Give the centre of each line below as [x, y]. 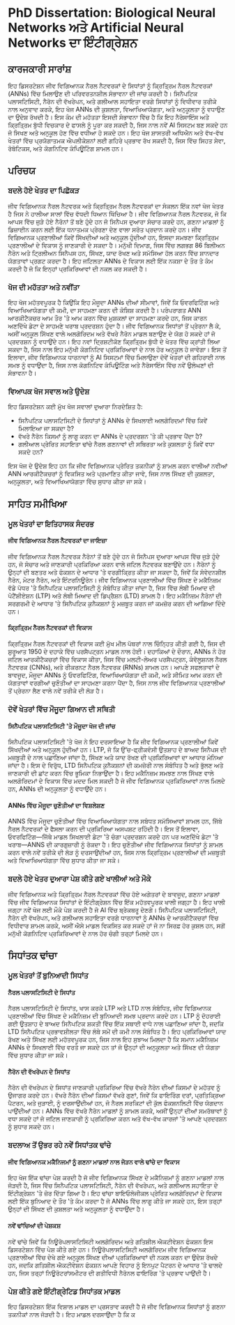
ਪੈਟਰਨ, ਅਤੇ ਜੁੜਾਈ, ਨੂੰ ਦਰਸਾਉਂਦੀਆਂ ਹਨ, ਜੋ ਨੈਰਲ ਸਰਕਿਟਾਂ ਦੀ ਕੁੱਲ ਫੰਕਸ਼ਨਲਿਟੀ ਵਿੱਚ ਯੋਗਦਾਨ [116, 1103]
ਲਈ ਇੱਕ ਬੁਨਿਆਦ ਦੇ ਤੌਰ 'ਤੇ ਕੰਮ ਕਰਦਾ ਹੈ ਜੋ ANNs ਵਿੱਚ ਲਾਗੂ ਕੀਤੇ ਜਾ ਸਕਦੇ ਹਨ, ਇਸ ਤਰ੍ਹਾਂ [115, 1202]
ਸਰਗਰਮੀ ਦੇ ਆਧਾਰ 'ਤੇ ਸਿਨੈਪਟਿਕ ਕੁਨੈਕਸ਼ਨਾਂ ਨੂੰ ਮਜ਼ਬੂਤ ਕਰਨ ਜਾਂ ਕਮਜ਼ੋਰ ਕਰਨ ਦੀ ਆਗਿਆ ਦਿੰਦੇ [117, 603]
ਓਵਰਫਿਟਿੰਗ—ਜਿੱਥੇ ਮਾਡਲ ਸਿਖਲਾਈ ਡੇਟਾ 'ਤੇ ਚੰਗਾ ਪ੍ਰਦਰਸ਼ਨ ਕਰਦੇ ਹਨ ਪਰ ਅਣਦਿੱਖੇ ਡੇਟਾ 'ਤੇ [113, 837]
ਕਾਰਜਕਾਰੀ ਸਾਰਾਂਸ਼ [40, 69]
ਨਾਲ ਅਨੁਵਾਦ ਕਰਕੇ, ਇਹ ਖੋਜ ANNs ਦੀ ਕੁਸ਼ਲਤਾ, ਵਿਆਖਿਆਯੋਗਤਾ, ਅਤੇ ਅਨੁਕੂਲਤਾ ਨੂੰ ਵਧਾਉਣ [116, 109]
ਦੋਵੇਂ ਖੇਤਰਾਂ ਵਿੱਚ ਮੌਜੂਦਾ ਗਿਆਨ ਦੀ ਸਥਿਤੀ [62, 709]
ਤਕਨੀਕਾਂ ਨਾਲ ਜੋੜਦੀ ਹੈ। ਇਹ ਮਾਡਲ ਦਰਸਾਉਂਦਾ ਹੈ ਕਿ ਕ [71, 1314]
